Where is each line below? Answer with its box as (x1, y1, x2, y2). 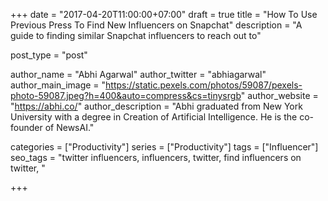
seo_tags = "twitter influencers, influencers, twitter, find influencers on (10, 152, 302, 163)
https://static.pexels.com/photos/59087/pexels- (105, 79, 303, 91)
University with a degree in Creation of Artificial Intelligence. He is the (10, 111, 298, 123)
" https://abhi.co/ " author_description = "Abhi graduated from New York (10, 100, 303, 112)
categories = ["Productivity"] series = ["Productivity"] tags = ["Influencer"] (10, 141, 319, 153)
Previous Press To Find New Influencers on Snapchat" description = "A (10, 19, 303, 31)
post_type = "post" (10, 49, 88, 61)
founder (10, 122, 43, 133)
